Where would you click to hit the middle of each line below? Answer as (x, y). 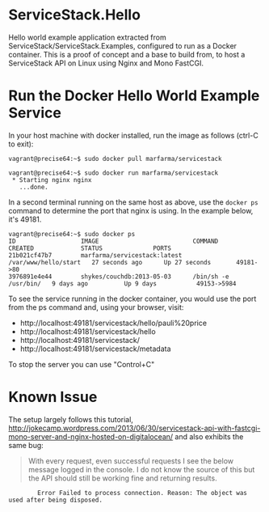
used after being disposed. (56, 500)
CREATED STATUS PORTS (90, 248)
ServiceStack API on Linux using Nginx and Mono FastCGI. (106, 63)
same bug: (26, 445)
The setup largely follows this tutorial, (71, 419)
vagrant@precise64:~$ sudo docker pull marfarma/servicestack (115, 159)
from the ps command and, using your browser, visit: (96, 307)
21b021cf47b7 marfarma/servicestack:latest (95, 255)
